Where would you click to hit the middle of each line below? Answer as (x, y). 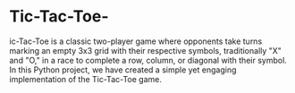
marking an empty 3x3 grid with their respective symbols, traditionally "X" (145, 50)
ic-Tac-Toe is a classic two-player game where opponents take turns (136, 41)
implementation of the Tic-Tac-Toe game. (86, 79)
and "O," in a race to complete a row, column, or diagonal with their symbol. (148, 60)
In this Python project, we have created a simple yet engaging (123, 70)
